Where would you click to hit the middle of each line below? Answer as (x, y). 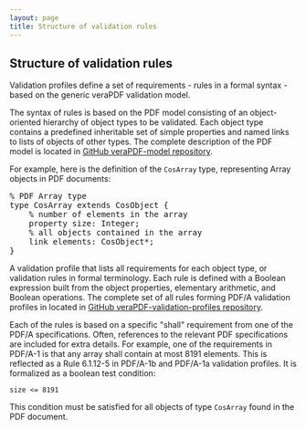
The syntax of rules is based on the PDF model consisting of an (129, 113)
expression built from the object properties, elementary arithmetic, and (142, 288)
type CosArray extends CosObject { (89, 205)
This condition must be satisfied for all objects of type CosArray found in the (152, 407)
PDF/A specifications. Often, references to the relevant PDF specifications (149, 335)
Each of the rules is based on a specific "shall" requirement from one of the (152, 325)
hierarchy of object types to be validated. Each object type (153, 122)
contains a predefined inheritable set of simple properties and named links (149, 132)
